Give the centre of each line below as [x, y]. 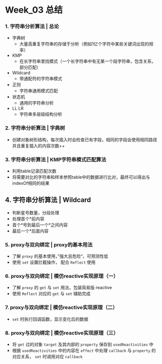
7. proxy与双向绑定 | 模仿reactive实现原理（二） [61, 308]
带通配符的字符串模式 [41, 79]
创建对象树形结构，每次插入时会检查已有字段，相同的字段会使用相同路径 [84, 140]
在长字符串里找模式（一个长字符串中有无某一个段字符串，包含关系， [88, 61]
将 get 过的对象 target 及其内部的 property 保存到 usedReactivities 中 [83, 345]
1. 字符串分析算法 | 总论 [32, 26]
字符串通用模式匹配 [39, 91]
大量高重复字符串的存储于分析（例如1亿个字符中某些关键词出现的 [84, 44]
